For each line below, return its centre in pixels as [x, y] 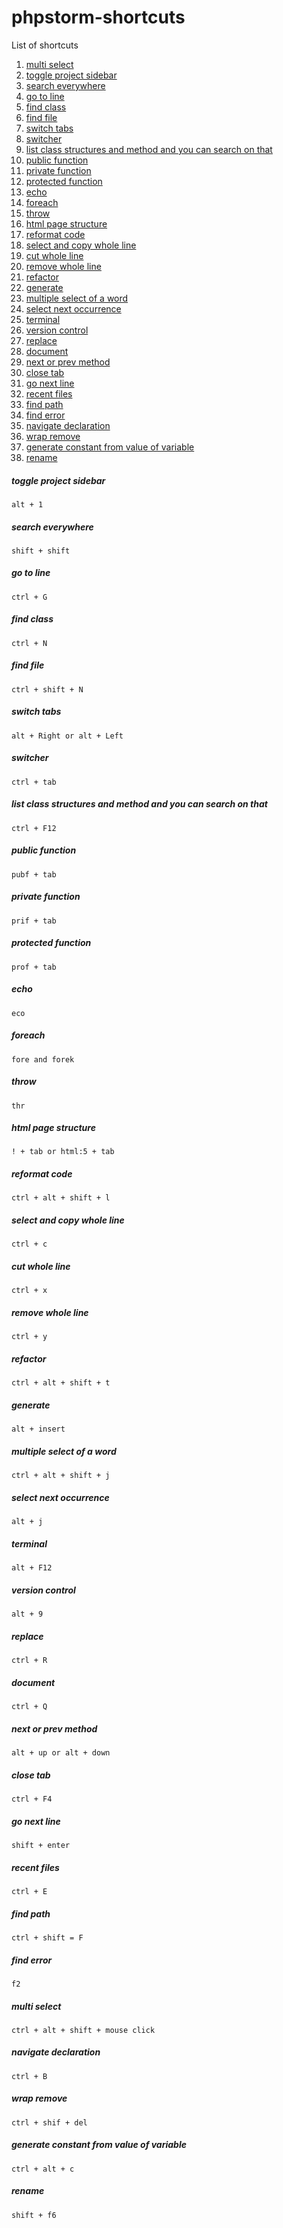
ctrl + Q [29, 1707]
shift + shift [41, 551]
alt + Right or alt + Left [67, 736]
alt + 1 [27, 504]
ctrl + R [29, 1661]
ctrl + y [29, 1337]
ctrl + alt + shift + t [61, 1383]
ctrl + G [29, 597]
